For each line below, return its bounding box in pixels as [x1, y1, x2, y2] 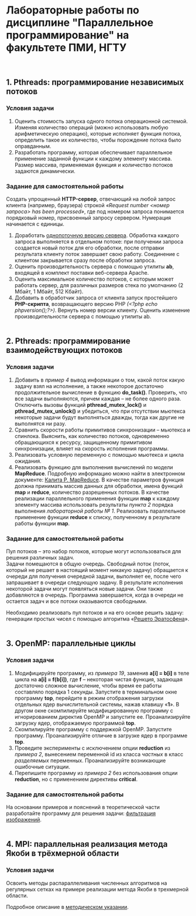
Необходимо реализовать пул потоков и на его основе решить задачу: [6, 609, 184, 616]
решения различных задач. [6, 554, 74, 561]
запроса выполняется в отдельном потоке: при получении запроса [14, 238, 184, 245]
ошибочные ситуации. [14, 763, 70, 770]
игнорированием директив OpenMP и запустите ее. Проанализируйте [14, 713, 191, 720]
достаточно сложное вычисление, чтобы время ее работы [14, 682, 162, 689]
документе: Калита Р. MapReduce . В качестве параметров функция [14, 476, 184, 483]
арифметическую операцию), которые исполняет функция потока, [14, 130, 182, 137]
